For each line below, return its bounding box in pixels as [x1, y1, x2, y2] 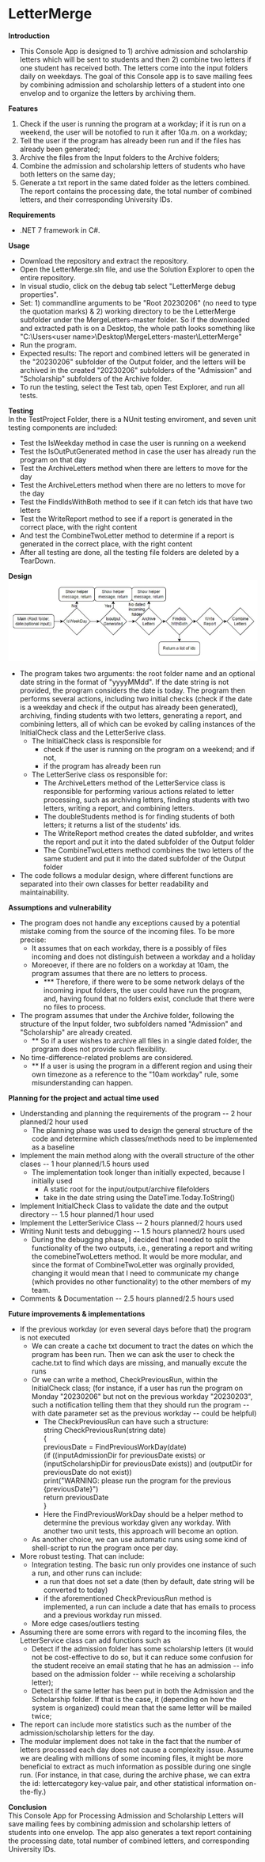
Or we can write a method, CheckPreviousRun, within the [31, 1375, 218, 1385]
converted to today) [43, 1585, 108, 1595]
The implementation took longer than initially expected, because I [31, 1168, 245, 1177]
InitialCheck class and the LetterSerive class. [19, 728, 166, 737]
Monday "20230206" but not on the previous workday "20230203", [31, 1392, 253, 1401]
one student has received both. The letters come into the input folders [19, 63, 248, 72]
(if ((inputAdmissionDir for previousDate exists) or [43, 1450, 206, 1461]
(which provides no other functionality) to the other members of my [31, 1277, 252, 1286]
